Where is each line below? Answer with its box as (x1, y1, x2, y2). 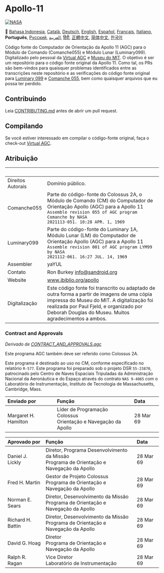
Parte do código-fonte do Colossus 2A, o (47, 191, 143, 198)
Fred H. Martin (7, 479, 41, 486)
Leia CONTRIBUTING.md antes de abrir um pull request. (5, 108, 118, 114)
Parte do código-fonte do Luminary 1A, (47, 226, 138, 233)
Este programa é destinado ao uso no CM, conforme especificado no (5, 360, 144, 366)
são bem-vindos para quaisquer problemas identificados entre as (5, 65, 137, 71)
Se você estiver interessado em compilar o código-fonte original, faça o (5, 135, 150, 141)
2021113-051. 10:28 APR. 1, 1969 (47, 219, 125, 225)
